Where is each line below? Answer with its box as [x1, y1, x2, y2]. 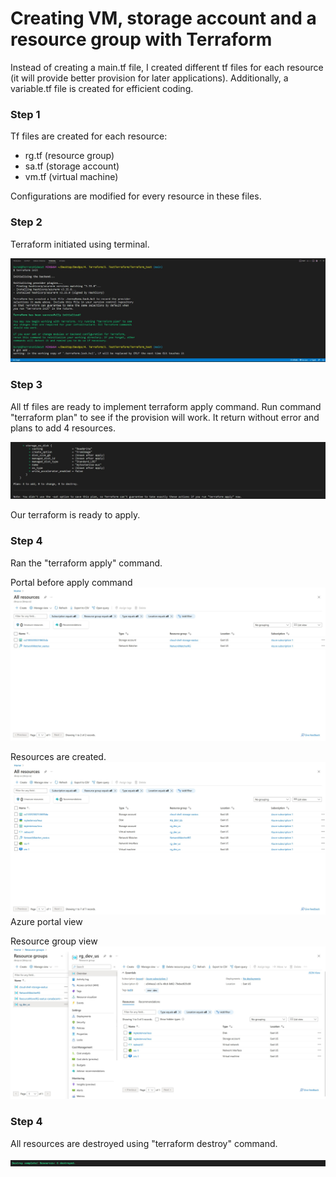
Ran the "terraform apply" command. [10, 557, 163, 569]
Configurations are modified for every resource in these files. [10, 190, 262, 202]
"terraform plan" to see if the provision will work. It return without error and [10, 411, 320, 423]
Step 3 [10, 378, 43, 392]
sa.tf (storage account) [24, 160, 120, 172]
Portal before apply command [10, 576, 133, 588]
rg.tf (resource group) [24, 150, 115, 162]
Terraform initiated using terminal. [10, 238, 150, 250]
